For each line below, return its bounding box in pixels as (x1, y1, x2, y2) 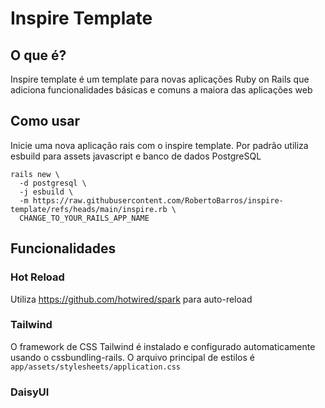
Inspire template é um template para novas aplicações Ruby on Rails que (10, 73, 310, 85)
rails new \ (10, 169, 60, 179)
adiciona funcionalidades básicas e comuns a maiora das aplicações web (10, 84, 313, 96)
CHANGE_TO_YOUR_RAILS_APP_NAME (19, 213, 150, 223)
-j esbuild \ (19, 187, 74, 197)
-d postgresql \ (19, 178, 87, 188)
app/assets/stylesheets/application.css (10, 362, 182, 372)
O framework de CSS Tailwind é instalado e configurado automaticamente (10, 340, 316, 352)
